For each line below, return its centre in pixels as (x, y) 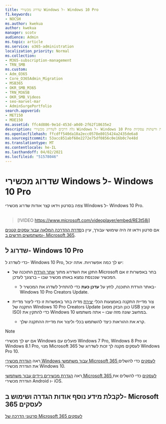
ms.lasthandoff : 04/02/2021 (34, 152)
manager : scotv (21, 33)
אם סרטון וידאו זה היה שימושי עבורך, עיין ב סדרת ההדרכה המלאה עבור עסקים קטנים (82, 230)
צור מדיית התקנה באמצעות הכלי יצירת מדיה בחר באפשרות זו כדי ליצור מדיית (83, 301)
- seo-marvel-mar (23, 102)
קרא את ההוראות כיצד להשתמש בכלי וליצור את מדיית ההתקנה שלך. (83, 322)
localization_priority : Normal (37, 51)
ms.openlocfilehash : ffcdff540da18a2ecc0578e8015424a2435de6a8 (72, 134)
